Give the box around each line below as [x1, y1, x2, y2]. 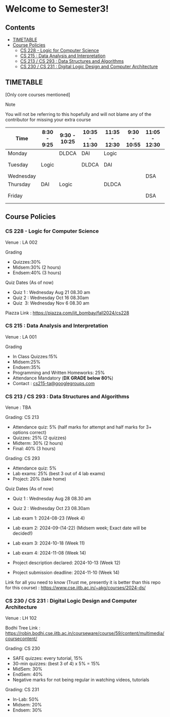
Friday [8, 192, 23, 199]
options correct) [12, 430, 47, 436]
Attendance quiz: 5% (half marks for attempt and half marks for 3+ [12, 424, 152, 430]
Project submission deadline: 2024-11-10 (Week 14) [12, 570, 120, 576]
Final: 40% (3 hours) [12, 446, 56, 452]
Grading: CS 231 [5, 687, 39, 693]
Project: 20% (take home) [12, 476, 67, 482]
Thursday [8, 181, 31, 188]
